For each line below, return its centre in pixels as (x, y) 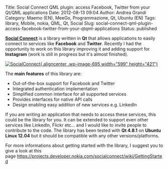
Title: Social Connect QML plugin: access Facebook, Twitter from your (78, 7)
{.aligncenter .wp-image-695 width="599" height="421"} (99, 64)
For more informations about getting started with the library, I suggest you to (84, 145)
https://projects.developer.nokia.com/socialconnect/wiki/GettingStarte (90, 156)
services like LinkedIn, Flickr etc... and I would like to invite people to (76, 125)
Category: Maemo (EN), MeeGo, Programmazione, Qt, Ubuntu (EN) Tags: (81, 18)
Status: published (139, 29)
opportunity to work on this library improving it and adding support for (77, 49)
